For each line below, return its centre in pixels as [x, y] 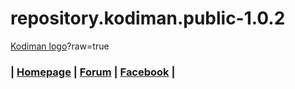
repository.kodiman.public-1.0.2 [148, 18]
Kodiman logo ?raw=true [60, 46]
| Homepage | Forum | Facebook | [93, 72]
